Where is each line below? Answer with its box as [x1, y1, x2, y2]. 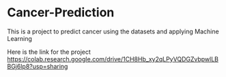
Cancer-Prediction [7, 5, 115, 20]
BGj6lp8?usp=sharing [7, 62, 68, 70]
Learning [7, 34, 33, 42]
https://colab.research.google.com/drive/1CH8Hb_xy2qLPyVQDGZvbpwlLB [7, 55, 218, 63]
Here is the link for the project [7, 48, 91, 56]
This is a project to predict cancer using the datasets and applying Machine [7, 27, 220, 35]
